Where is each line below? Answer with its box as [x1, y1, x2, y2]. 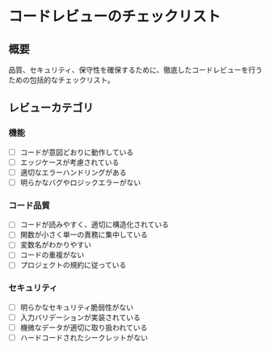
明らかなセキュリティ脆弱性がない [19, 302, 133, 312]
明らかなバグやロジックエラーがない [19, 177, 141, 187]
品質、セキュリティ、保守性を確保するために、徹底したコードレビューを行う [8, 65, 263, 74]
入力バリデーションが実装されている [19, 312, 141, 322]
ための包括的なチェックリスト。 [8, 75, 115, 85]
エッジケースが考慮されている [19, 157, 120, 167]
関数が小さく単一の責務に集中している [19, 230, 148, 239]
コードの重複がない [19, 250, 85, 259]
